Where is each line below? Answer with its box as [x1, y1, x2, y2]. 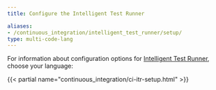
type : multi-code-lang [7, 35, 73, 42]
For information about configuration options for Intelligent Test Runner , [7, 55, 210, 63]
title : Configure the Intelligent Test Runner [7, 10, 145, 17]
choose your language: [7, 62, 74, 70]
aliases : [7, 22, 33, 30]
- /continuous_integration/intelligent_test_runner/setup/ [7, 29, 183, 36]
